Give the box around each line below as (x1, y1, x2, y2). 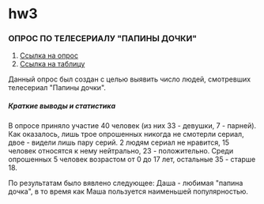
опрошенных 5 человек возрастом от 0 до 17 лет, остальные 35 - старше (8, 155, 256, 164)
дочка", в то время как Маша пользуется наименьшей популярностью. (8, 187, 249, 196)
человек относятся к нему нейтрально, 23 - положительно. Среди (8, 146, 234, 156)
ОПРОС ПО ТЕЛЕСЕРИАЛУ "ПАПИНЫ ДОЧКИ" (8, 33, 198, 44)
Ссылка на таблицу (19, 59, 85, 69)
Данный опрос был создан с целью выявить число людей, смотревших (8, 74, 251, 84)
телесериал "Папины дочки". (8, 83, 107, 93)
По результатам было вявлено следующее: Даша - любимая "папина (8, 179, 243, 188)
